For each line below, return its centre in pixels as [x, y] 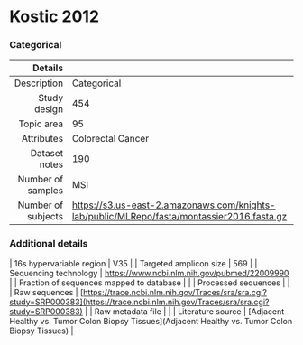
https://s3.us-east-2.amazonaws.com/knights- [174, 205]
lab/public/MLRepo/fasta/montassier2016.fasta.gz [179, 217]
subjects [45, 217]
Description [39, 83]
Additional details [49, 244]
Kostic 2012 [55, 17]
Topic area [41, 124]
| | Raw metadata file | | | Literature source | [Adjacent [184, 311]
